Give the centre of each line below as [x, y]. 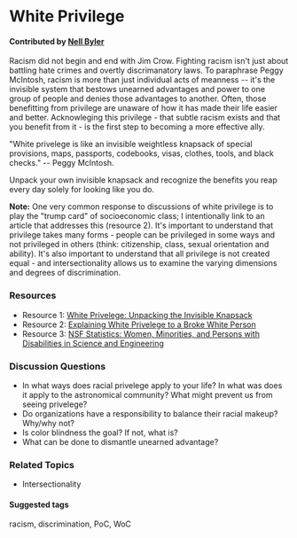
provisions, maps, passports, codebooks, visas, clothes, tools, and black [142, 153]
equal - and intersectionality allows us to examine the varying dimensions [143, 263]
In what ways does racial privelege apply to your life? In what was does [152, 385]
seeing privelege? [55, 404]
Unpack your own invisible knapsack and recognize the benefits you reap [143, 180]
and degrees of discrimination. [65, 273]
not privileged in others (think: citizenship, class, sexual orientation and [139, 245]
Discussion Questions [58, 366]
